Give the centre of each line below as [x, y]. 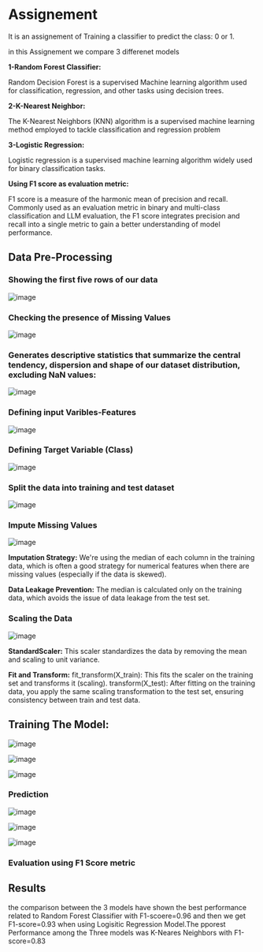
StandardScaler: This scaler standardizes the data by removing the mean [128, 651]
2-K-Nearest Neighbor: [47, 106]
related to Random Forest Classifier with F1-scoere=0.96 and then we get [127, 916]
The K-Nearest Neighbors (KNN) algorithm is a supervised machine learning [131, 121]
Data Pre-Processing [60, 258]
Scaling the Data [40, 618]
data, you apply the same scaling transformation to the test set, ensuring [126, 691]
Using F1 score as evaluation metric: [69, 184]
